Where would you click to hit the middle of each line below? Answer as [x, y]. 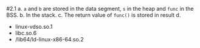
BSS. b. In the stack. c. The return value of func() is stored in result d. [94, 15]
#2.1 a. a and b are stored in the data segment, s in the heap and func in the [100, 9]
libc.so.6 [26, 33]
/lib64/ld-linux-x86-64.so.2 [49, 39]
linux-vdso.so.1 [34, 27]
